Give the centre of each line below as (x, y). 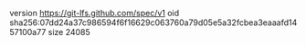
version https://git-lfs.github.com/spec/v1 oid (95, 13)
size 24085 (69, 32)
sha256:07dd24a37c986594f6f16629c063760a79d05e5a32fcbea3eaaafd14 (153, 22)
